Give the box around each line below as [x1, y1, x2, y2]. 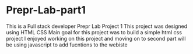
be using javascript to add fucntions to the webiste [6, 41, 128, 48]
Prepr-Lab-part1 [6, 3, 86, 17]
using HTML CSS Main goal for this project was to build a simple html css [6, 28, 183, 35]
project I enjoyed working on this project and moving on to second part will [6, 35, 186, 42]
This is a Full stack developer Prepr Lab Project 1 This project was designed [6, 23, 188, 30]
